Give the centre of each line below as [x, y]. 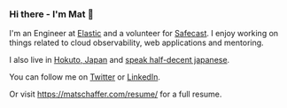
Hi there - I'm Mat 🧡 [52, 14]
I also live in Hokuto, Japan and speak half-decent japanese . [120, 60]
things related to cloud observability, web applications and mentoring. [136, 42]
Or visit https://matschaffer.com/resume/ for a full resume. [116, 94]
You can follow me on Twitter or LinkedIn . [85, 77]
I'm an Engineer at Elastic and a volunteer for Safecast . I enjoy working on [144, 34]
